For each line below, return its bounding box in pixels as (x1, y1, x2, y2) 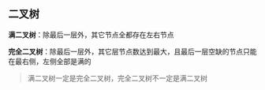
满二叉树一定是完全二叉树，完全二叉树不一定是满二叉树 (27, 73, 207, 83)
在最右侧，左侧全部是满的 (8, 56, 91, 66)
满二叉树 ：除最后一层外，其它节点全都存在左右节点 (8, 30, 174, 39)
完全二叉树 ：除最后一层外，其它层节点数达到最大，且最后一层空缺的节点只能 (8, 47, 257, 56)
